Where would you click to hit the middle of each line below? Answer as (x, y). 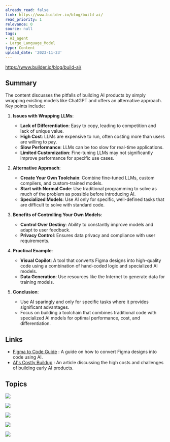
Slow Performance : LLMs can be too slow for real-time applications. (92, 148)
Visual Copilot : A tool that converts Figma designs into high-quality (91, 260)
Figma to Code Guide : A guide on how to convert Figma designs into (85, 352)
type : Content (20, 48)
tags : (11, 34)
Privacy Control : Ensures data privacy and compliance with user (88, 235)
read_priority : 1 (24, 19)
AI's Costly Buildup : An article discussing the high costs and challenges (88, 363)
